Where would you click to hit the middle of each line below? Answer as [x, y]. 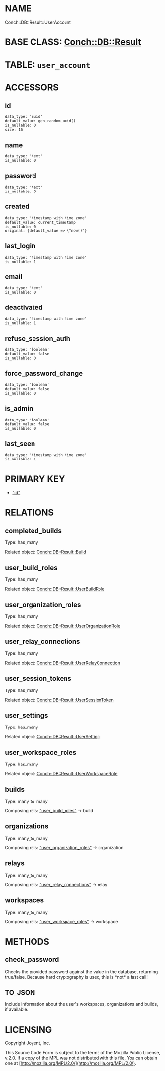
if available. [17, 1009]
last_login [20, 246]
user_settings [27, 715]
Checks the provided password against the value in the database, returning [82, 972]
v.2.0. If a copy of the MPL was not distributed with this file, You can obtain [81, 1058]
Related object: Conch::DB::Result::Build [46, 552]
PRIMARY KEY [35, 479]
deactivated [24, 307]
